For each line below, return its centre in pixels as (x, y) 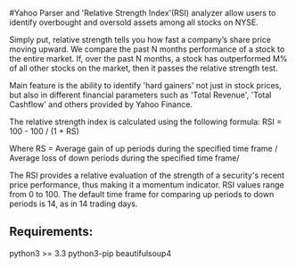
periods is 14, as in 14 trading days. (74, 204)
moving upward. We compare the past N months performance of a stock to (147, 49)
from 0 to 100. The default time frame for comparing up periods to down (142, 194)
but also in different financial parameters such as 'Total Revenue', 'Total (140, 95)
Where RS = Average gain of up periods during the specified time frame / (144, 148)
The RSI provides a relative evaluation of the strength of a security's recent (147, 175)
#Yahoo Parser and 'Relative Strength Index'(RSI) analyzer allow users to (143, 13)
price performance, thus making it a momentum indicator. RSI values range (147, 185)
